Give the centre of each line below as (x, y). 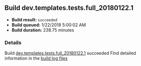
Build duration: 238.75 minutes (43, 30)
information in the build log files (36, 58)
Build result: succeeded (34, 19)
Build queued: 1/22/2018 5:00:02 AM (49, 25)
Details (13, 42)
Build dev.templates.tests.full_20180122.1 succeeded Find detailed (70, 53)
